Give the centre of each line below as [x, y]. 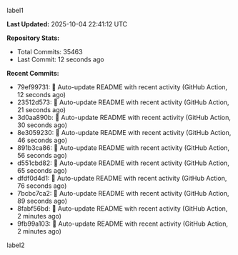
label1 [15, 10]
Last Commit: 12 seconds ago [60, 59]
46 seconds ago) [42, 140]
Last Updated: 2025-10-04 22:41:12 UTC [67, 24]
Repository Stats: [33, 38]
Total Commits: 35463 [50, 52]
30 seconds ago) [42, 125]
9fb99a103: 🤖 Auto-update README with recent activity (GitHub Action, [122, 224]
